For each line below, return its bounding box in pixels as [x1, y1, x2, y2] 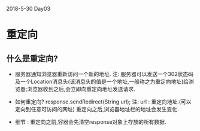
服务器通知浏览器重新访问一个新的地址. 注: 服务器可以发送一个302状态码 [14, 71, 193, 77]
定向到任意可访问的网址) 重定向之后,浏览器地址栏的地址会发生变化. [14, 106, 179, 112]
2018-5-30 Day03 [6, 5, 51, 12]
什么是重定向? [6, 53, 58, 63]
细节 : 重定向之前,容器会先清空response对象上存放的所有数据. [14, 118, 166, 125]
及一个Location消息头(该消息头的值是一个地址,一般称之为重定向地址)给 [14, 78, 189, 85]
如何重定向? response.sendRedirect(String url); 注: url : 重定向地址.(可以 [14, 98, 192, 105]
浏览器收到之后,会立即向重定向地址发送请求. [27, 86, 136, 92]
